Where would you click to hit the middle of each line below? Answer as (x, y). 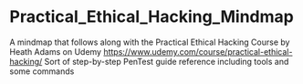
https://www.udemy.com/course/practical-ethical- (198, 51)
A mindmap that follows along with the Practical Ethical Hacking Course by (150, 42)
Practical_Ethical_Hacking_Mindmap (151, 17)
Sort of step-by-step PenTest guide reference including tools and (167, 61)
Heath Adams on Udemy (56, 51)
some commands (42, 71)
